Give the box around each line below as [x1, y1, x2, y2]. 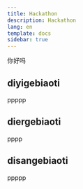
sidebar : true [7, 36, 49, 43]
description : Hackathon [7, 17, 77, 24]
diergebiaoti [7, 116, 61, 128]
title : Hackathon [7, 10, 58, 17]
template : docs [7, 29, 52, 37]
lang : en [7, 23, 33, 30]
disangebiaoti [7, 155, 68, 167]
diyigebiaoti [7, 77, 61, 89]
